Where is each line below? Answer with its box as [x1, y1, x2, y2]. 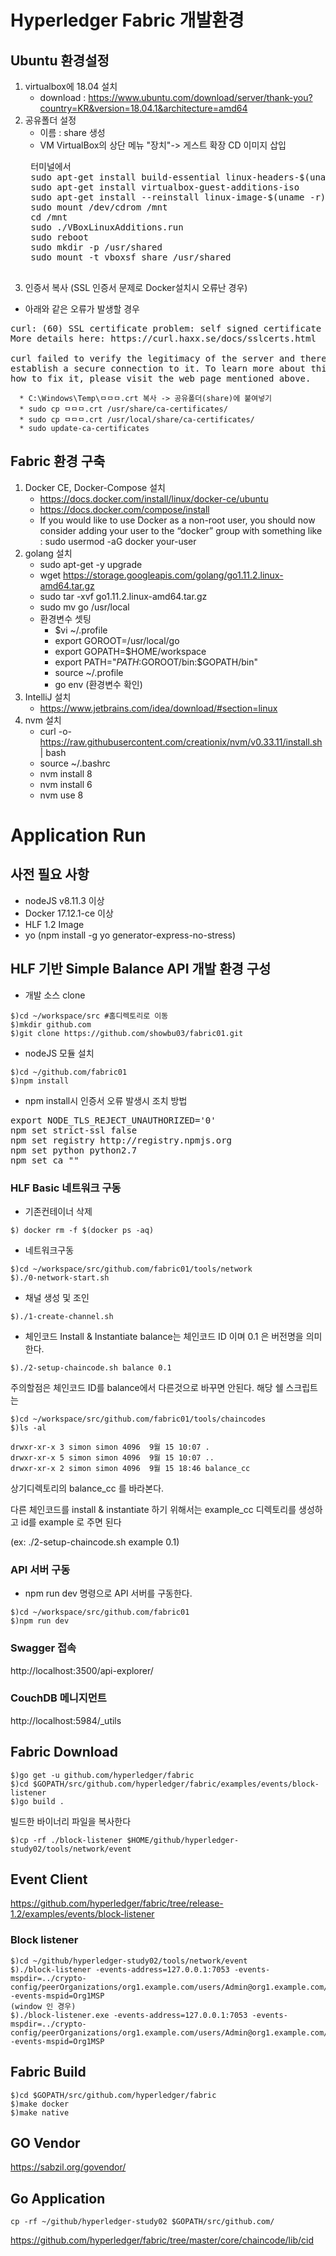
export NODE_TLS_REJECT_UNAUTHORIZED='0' [10, 1114, 217, 1126]
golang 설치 [24, 547, 73, 559]
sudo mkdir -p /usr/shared [30, 242, 163, 253]
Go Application [10, 2190, 106, 2207]
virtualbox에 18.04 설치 [24, 81, 118, 92]
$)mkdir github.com [10, 1019, 92, 1030]
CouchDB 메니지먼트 [10, 1691, 107, 1705]
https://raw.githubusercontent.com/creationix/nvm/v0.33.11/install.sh [39, 736, 323, 748]
